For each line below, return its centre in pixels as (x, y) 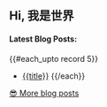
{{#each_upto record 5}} (54, 58)
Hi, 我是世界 (42, 16)
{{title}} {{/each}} (53, 76)
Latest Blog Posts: (43, 39)
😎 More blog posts (44, 93)
